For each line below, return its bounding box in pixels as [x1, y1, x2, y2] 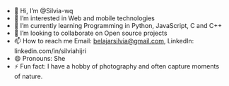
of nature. [13, 72, 43, 80]
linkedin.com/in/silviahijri [13, 47, 87, 55]
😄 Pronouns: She [13, 55, 66, 62]
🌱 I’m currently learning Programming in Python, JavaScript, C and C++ [13, 22, 223, 29]
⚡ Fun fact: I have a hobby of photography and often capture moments [13, 62, 220, 70]
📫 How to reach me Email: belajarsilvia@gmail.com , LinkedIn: [13, 37, 194, 45]
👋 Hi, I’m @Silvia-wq [13, 7, 74, 15]
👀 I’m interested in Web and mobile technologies [13, 14, 155, 22]
